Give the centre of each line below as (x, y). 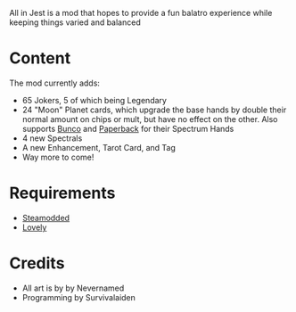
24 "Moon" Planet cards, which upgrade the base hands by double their (154, 110)
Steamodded (45, 218)
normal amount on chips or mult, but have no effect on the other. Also (150, 119)
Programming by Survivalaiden (79, 297)
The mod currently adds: (55, 83)
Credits (37, 263)
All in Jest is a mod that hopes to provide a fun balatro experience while (141, 13)
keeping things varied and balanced (75, 22)
